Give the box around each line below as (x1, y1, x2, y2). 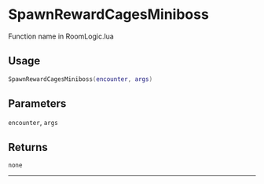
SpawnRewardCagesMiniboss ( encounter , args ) (8, 75, 153, 83)
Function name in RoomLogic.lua (8, 31, 114, 41)
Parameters (8, 97, 67, 111)
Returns (8, 140, 49, 154)
